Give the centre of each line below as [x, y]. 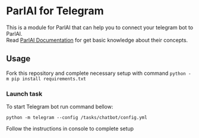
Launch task [24, 93]
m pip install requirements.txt [46, 79]
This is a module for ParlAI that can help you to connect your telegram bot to [100, 27]
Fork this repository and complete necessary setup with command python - [99, 73]
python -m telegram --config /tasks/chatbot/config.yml [77, 118]
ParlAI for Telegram [55, 11]
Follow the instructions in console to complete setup [70, 128]
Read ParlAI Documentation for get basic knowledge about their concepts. [97, 40]
